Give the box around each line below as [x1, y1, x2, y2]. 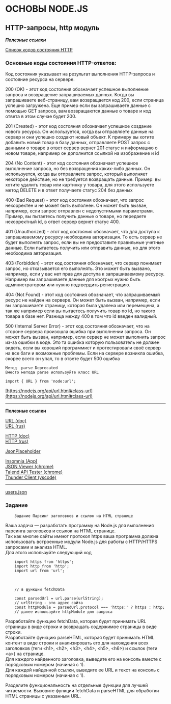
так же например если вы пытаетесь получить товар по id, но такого [5, 308, 156, 314]
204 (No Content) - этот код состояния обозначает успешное [5, 160, 138, 166]
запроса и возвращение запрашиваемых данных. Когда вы [5, 92, 134, 98]
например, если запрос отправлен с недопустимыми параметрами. [5, 208, 154, 214]
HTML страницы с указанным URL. [5, 693, 81, 699]
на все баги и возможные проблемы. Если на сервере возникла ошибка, [5, 350, 164, 357]
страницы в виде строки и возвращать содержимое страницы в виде [5, 624, 157, 630]
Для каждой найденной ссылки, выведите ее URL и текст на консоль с [5, 667, 160, 673]
